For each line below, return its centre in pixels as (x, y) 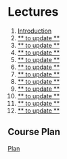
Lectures (33, 12)
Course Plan (34, 132)
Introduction (35, 31)
